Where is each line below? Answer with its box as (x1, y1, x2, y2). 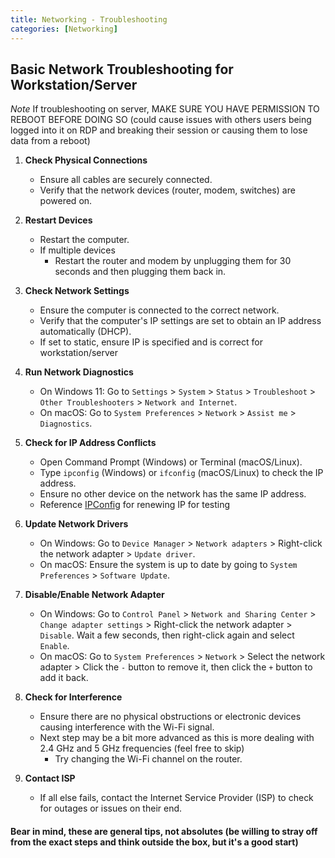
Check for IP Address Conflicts (24, 437, 157, 449)
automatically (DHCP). (39, 326, 132, 338)
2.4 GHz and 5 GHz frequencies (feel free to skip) (39, 742, 245, 755)
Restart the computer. (39, 234, 130, 246)
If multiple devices (39, 244, 116, 256)
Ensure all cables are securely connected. (39, 174, 213, 186)
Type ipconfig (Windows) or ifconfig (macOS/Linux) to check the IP (39, 467, 324, 479)
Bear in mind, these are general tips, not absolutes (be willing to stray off (10, 825, 318, 837)
